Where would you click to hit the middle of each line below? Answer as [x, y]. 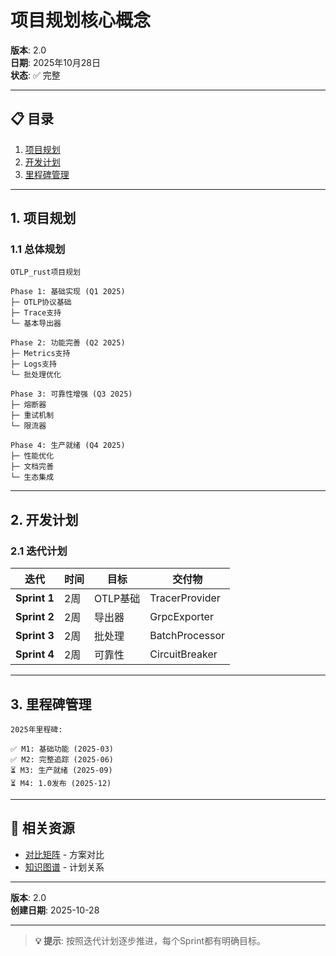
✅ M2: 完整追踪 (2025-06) [62, 759]
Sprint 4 [35, 654]
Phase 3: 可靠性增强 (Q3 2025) [71, 394]
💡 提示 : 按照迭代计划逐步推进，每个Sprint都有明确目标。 [150, 940]
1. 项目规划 [43, 218]
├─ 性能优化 [32, 456]
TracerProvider [185, 598]
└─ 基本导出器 [36, 324]
